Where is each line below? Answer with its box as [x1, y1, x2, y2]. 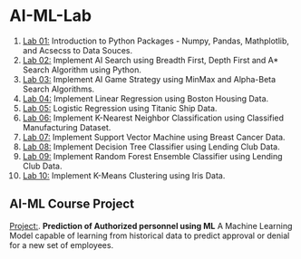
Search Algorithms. [22, 83, 95, 94]
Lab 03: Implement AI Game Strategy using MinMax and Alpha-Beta [22, 73, 277, 84]
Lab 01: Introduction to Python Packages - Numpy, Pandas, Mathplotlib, [22, 35, 290, 46]
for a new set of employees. [9, 239, 114, 250]
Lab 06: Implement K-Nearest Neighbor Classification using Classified [22, 112, 284, 123]
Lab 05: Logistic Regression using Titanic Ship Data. [22, 102, 218, 113]
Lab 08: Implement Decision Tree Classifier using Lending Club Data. [22, 141, 280, 152]
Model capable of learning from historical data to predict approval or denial [9, 230, 290, 241]
